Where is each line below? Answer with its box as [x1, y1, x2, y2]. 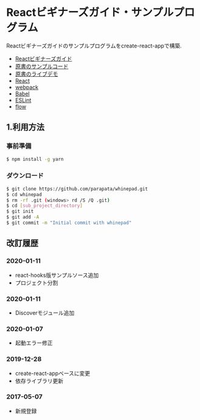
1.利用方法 [6, 122, 45, 133]
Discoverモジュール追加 [15, 309, 75, 317]
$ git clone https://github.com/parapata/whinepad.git [6, 186, 148, 192]
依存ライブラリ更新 [15, 377, 64, 384]
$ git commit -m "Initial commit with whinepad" [6, 220, 132, 226]
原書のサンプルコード [15, 62, 69, 70]
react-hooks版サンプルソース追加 [15, 271, 99, 279]
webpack [15, 83, 38, 91]
